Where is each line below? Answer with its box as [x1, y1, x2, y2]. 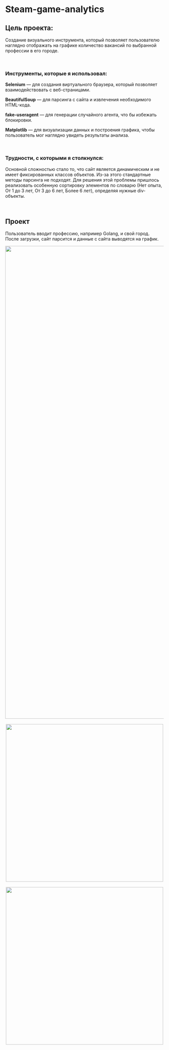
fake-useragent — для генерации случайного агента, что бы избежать [5, 112, 157, 118]
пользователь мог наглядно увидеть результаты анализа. [5, 132, 129, 138]
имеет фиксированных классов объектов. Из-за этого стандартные [5, 171, 151, 178]
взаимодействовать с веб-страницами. [5, 87, 91, 93]
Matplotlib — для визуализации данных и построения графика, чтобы [5, 127, 155, 133]
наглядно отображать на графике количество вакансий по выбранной [5, 42, 157, 48]
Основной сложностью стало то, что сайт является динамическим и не [5, 166, 160, 172]
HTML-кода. [5, 102, 31, 108]
